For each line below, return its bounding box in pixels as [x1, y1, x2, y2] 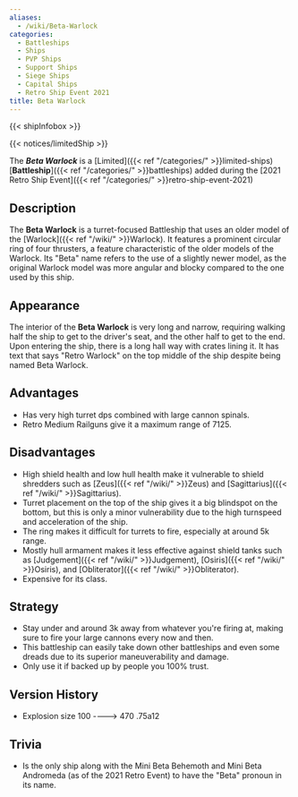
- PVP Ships [17, 55, 63, 64]
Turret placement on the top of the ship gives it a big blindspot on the [21, 497, 278, 508]
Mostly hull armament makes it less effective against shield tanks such [21, 544, 283, 555]
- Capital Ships [17, 80, 78, 89]
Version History [9, 687, 98, 702]
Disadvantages [9, 445, 96, 460]
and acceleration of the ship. [21, 516, 128, 527]
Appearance [9, 297, 81, 313]
